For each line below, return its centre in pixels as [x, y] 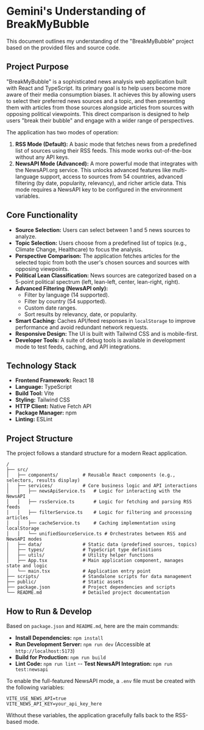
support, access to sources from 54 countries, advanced [111, 176]
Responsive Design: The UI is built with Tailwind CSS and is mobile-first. [107, 333]
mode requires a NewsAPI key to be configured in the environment [99, 189]
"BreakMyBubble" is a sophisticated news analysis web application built [97, 81]
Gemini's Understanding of [76, 11]
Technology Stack [41, 365]
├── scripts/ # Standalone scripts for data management [99, 577]
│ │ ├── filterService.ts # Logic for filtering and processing [99, 513]
